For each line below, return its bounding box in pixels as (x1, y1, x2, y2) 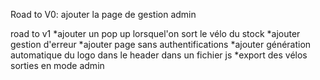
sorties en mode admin (10, 60, 105, 71)
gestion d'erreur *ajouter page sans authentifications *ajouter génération (10, 39, 312, 50)
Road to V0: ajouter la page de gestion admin (10, 9, 197, 20)
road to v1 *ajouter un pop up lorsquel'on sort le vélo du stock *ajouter (10, 28, 301, 39)
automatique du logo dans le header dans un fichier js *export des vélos (10, 49, 308, 61)
